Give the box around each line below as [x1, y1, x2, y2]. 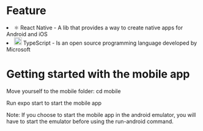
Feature [6, 4, 46, 18]
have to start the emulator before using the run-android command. [6, 118, 174, 125]
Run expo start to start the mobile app [6, 99, 102, 107]
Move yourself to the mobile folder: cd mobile [6, 87, 121, 95]
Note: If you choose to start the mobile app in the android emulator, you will [6, 111, 196, 118]
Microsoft [6, 45, 31, 53]
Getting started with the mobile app [6, 67, 190, 81]
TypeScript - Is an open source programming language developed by [23, 39, 197, 47]
